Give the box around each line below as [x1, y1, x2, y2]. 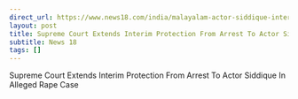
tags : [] [9, 46, 42, 55]
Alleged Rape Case [9, 80, 79, 90]
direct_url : [9, 12, 53, 22]
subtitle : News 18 [9, 37, 77, 47]
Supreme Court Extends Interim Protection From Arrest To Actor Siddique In [9, 70, 286, 80]
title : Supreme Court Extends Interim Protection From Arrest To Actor [9, 29, 279, 38]
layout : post [9, 21, 58, 30]
